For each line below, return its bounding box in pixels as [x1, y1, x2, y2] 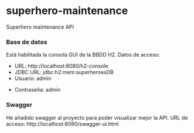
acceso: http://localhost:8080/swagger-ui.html [6, 120, 119, 127]
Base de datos [6, 38, 47, 46]
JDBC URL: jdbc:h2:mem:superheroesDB [14, 69, 114, 76]
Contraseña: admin [14, 86, 61, 93]
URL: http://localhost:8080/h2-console [14, 62, 108, 69]
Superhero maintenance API [6, 23, 74, 30]
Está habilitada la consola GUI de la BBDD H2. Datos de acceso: [6, 51, 160, 58]
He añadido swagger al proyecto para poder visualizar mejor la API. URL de [6, 114, 188, 121]
